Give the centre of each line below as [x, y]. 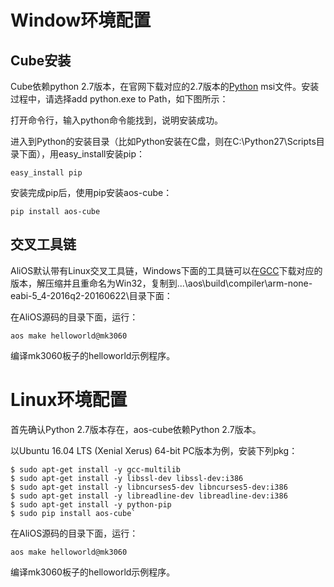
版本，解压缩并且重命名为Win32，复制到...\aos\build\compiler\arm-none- [161, 283]
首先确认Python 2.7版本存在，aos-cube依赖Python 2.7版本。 [136, 429]
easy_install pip [46, 173]
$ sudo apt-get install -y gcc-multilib [96, 469]
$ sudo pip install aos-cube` [73, 513]
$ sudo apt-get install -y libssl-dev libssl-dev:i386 [127, 478]
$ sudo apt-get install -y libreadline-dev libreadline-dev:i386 [149, 496]
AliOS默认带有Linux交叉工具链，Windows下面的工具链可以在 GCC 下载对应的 [166, 270]
